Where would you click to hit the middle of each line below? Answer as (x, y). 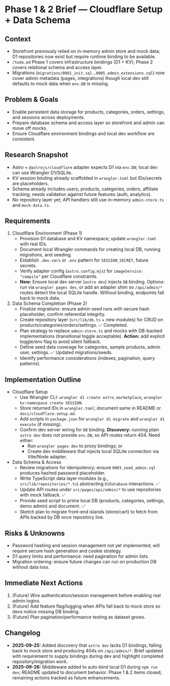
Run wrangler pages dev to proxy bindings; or (75, 446)
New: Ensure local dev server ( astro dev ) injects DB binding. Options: (92, 282)
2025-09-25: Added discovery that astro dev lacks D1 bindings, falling (87, 645)
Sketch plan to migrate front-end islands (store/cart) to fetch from (89, 512)
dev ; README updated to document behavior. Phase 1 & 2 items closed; (87, 672)
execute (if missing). (41, 424)
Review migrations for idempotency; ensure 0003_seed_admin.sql (88, 468)
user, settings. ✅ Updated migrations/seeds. (66, 353)
